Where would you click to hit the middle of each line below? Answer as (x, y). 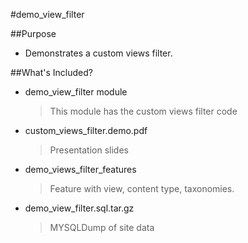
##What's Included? (51, 72)
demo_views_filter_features (80, 169)
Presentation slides (89, 150)
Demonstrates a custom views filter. (98, 53)
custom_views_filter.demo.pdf (86, 130)
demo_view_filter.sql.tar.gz (79, 208)
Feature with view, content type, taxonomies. (142, 188)
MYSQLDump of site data (102, 227)
